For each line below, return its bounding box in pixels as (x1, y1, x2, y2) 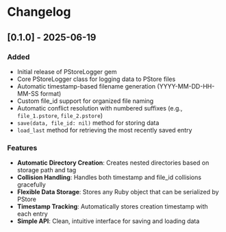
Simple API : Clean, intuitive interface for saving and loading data (16, 217, 200, 225)
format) (40, 89, 62, 97)
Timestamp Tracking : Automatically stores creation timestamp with (16, 202, 208, 211)
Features (7, 143, 38, 152)
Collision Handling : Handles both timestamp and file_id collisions (16, 173, 202, 182)
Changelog (7, 4, 71, 20)
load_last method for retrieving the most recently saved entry (16, 126, 192, 134)
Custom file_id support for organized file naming (16, 97, 154, 105)
